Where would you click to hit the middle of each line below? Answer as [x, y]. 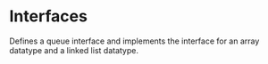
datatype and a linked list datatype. [74, 50]
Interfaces [48, 16]
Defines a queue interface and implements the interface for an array [134, 41]
